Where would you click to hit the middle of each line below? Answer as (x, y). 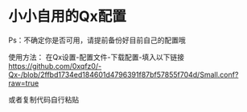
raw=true (24, 83)
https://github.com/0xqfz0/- (55, 66)
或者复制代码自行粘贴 (43, 99)
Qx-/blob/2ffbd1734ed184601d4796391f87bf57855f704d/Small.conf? (123, 74)
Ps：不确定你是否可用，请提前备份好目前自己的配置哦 (97, 40)
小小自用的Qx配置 (67, 16)
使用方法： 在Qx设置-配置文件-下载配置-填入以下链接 (97, 57)
